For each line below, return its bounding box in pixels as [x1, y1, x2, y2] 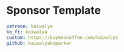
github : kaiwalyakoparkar [6, 40, 72, 46]
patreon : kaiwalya [6, 23, 53, 29]
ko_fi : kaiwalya [6, 29, 47, 35]
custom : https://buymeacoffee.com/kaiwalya [6, 34, 119, 41]
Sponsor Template [6, 4, 102, 17]
